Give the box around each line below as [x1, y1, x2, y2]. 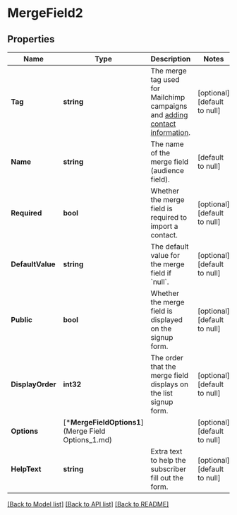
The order [150, 353, 183, 362]
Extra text [150, 446, 183, 456]
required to [150, 213, 188, 222]
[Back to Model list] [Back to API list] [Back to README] [7, 500, 169, 508]
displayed [150, 315, 183, 324]
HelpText [11, 464, 42, 474]
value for [150, 251, 180, 260]
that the [150, 362, 176, 372]
